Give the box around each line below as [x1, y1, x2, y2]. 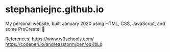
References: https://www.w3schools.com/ [5, 36, 94, 42]
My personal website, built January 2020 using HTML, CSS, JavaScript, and [5, 20, 165, 27]
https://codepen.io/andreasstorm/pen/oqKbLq [5, 41, 103, 47]
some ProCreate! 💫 [5, 25, 45, 32]
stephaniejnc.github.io [5, 4, 104, 15]
